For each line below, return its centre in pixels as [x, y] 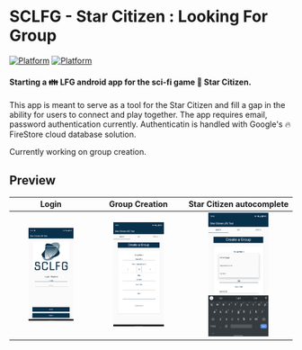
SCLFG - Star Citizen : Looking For [139, 17]
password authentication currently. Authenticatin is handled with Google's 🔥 [150, 124]
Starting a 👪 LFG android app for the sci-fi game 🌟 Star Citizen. [130, 82]
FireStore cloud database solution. [73, 135]
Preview [33, 180]
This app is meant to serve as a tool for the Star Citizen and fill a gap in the [147, 105]
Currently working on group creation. [78, 152]
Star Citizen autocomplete [239, 204]
